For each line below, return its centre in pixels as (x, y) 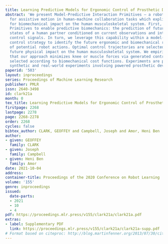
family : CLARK (24, 145)
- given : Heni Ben (24, 159)
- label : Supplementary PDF (34, 224)
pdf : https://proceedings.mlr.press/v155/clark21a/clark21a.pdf (73, 215)
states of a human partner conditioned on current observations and (82, 33)
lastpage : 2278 (21, 112)
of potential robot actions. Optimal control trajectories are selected (87, 47)
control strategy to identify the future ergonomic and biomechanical (85, 43)
